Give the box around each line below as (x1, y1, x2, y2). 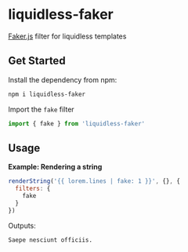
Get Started (8, 54, 66, 68)
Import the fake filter (8, 104, 74, 114)
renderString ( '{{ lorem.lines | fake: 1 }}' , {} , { (8, 177, 180, 185)
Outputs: (8, 221, 37, 230)
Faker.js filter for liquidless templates (8, 31, 127, 41)
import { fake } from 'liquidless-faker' (8, 119, 146, 127)
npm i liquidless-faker (8, 90, 86, 98)
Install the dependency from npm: (8, 75, 117, 84)
